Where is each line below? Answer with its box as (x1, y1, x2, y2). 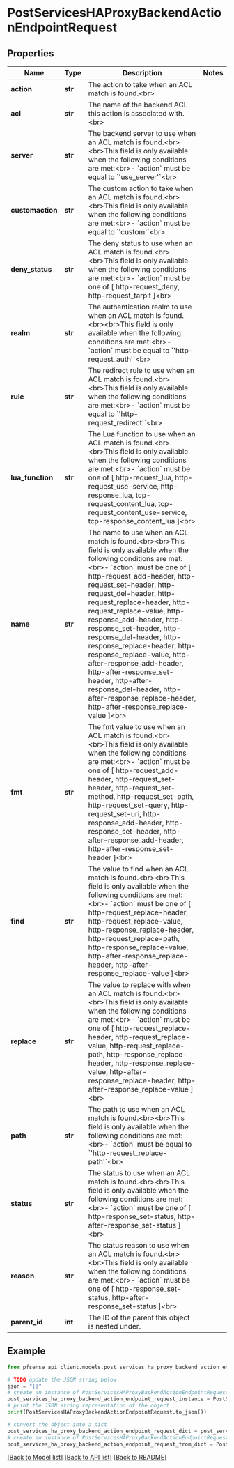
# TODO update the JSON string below (7, 1376, 117, 1383)
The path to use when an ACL (88, 1105, 185, 1114)
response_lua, (88, 490, 134, 500)
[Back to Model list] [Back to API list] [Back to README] (7, 1453, 167, 1462)
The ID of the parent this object (88, 1313, 190, 1322)
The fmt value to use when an (88, 722, 186, 731)
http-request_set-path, (117, 792, 194, 801)
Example (7, 1345, 46, 1357)
